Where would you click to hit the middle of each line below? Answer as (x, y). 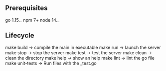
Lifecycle (20, 36)
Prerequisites (26, 8)
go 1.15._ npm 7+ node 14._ (32, 20)
